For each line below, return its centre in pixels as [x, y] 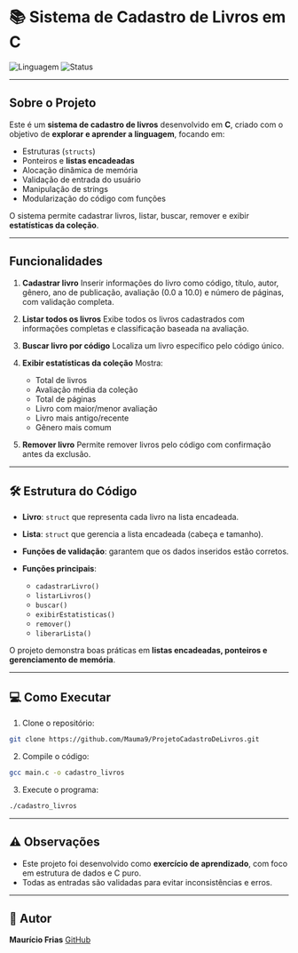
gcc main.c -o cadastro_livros [67, 773]
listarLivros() [63, 597]
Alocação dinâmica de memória [80, 170]
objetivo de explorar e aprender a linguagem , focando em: [117, 133]
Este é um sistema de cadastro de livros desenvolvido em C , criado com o [146, 124]
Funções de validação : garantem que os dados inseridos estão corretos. [155, 551]
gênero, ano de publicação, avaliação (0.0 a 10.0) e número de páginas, [153, 292]
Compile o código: [55, 757]
